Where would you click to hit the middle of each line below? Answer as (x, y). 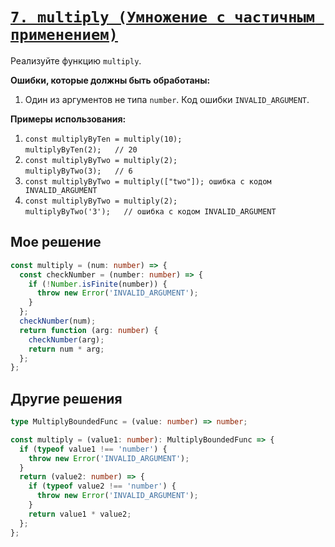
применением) (64, 35)
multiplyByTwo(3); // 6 (78, 171)
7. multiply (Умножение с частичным (163, 17)
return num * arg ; (66, 349)
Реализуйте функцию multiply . (76, 60)
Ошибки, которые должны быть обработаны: (110, 80)
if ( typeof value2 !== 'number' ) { (102, 486)
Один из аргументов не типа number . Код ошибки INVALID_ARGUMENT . (167, 99)
